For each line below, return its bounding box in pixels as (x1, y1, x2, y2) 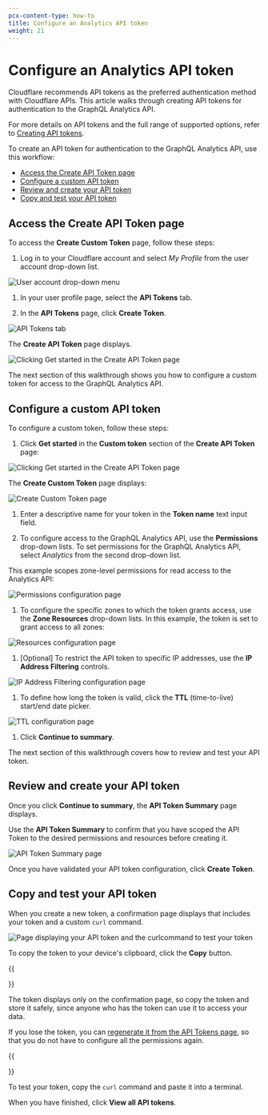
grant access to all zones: (19, 621, 106, 632)
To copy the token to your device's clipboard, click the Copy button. (8, 948, 233, 957)
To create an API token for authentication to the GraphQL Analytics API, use (8, 144, 258, 154)
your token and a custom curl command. (8, 917, 144, 926)
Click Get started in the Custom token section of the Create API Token (19, 438, 255, 448)
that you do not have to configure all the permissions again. (8, 1035, 204, 1045)
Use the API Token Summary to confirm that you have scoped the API (8, 825, 240, 834)
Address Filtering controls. (19, 661, 110, 671)
